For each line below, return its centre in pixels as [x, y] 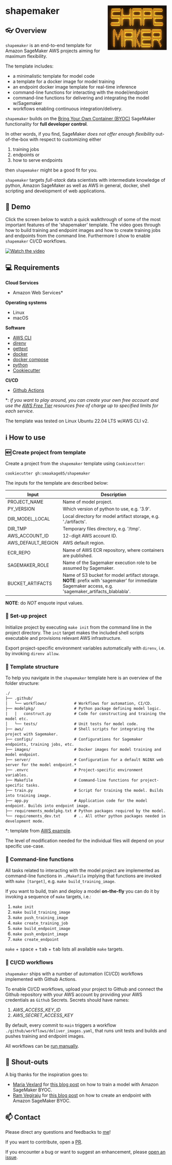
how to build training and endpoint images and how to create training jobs [83, 230]
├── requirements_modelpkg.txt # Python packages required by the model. [86, 811]
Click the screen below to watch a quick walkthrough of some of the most [83, 219]
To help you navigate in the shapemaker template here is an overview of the [84, 678]
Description [113, 494]
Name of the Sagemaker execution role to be [110, 563]
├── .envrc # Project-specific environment [74, 770]
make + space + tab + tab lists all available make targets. [65, 949]
